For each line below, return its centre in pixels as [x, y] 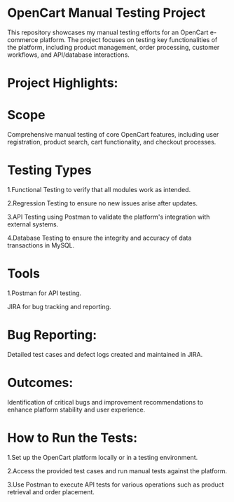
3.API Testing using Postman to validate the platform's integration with [109, 217]
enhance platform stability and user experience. [76, 409]
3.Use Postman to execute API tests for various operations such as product [116, 484]
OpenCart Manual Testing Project [106, 13]
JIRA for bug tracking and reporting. [59, 306]
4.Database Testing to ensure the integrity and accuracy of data [99, 238]
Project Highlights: [63, 83]
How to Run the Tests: [73, 438]
